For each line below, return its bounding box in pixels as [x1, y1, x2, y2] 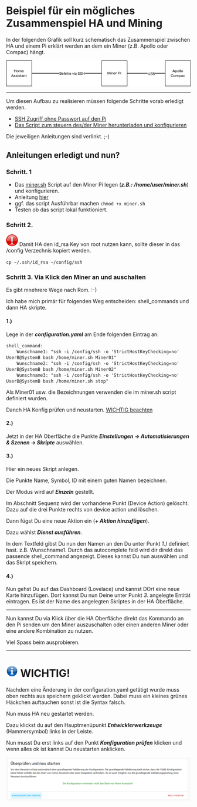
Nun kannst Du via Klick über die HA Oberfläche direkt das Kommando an [6, 615, 184, 622]
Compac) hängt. [6, 48, 45, 55]
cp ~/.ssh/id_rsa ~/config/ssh [6, 260, 83, 265]
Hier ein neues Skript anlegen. [6, 466, 79, 473]
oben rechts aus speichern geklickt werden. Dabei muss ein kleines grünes [6, 693, 188, 700]
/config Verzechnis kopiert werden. [6, 247, 91, 254]
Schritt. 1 [6, 168, 32, 176]
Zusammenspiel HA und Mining [6, 16, 163, 30]
